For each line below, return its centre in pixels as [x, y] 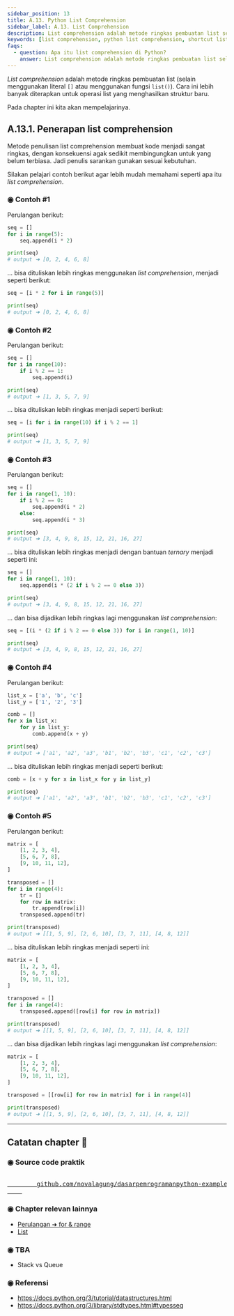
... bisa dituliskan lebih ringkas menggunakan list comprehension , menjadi [113, 273]
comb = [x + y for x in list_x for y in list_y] [79, 779]
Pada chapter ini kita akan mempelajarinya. [69, 107]
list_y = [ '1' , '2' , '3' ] [45, 702]
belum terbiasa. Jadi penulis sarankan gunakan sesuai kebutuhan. [102, 160]
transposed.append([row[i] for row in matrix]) [90, 1011]
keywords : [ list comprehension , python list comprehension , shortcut [110, 40]
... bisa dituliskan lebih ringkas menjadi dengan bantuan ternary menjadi [110, 552]
